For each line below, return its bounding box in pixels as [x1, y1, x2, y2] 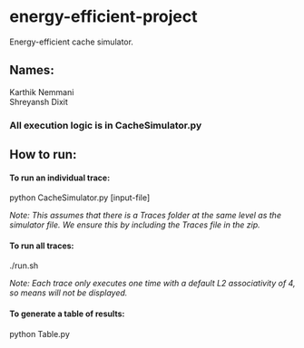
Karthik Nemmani [9, 86, 74, 97]
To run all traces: [9, 240, 74, 251]
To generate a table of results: [9, 308, 125, 319]
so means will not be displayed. [9, 287, 128, 298]
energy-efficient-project [9, 6, 198, 27]
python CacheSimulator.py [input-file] [9, 192, 151, 203]
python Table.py [9, 328, 71, 339]
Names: [9, 63, 54, 78]
